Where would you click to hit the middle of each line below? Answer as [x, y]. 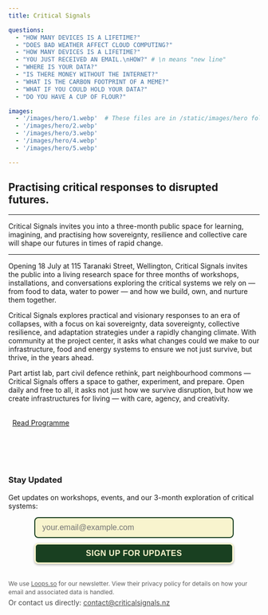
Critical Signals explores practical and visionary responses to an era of [124, 315]
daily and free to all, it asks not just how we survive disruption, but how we [131, 390]
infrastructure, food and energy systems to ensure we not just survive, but [130, 349]
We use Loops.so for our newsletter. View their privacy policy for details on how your [128, 584]
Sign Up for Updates [134, 553]
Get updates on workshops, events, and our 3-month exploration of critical [131, 497]
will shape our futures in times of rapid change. [86, 243]
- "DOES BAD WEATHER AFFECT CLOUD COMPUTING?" [94, 45]
